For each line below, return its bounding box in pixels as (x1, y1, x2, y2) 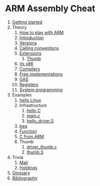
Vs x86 (19, 61, 33, 67)
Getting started (12, 19, 43, 25)
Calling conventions (19, 45, 59, 51)
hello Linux (19, 97, 41, 103)
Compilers (19, 66, 40, 71)
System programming (19, 87, 63, 93)
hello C (26, 107, 41, 113)
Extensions (19, 50, 42, 56)
